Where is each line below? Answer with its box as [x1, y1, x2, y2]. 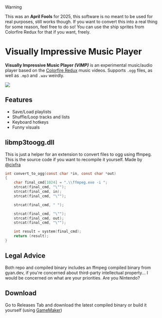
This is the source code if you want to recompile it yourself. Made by [5, 156, 143, 162]
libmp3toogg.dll [5, 138, 54, 147]
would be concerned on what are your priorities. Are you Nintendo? [5, 275, 140, 281]
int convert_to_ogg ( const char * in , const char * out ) [5, 171, 117, 176]
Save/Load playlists [12, 109, 52, 114]
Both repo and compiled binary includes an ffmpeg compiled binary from [5, 264, 151, 270]
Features [5, 96, 33, 104]
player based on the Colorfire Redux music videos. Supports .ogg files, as [5, 67, 153, 73]
